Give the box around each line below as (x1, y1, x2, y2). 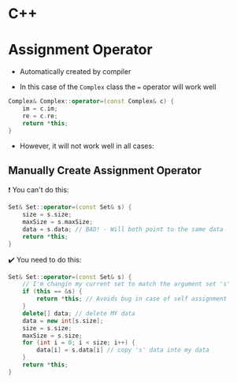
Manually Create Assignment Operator (8, 163, 202, 177)
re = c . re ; (22, 112, 58, 120)
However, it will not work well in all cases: (19, 141, 155, 151)
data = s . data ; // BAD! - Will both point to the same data (22, 225, 224, 233)
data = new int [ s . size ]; (22, 317, 104, 325)
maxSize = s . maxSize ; (22, 218, 93, 226)
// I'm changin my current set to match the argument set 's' (22, 281, 231, 288)
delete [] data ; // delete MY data (22, 309, 135, 318)
